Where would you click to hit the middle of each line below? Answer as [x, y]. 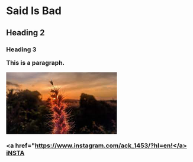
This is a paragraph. [36, 62]
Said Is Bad [34, 11]
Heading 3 [21, 49]
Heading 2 [26, 33]
